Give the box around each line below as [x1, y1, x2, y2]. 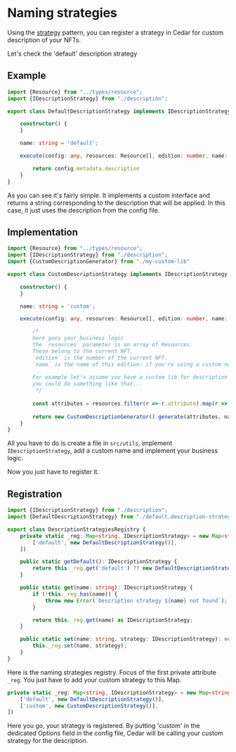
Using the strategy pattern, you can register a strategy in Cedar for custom [7, 28, 224, 37]
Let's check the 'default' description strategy [7, 49, 138, 58]
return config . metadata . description [32, 165, 140, 172]
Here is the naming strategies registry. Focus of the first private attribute [7, 668, 216, 677]
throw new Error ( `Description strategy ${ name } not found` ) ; [44, 597, 228, 604]
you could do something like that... [32, 380, 143, 388]
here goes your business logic [32, 334, 124, 342]
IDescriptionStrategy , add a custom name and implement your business [7, 446, 218, 455]
